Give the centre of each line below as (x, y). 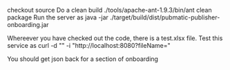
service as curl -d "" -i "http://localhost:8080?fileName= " (89, 45)
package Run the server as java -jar (58, 17)
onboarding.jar (28, 25)
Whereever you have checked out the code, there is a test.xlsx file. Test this (115, 38)
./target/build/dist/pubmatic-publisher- (165, 17)
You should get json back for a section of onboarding (83, 59)
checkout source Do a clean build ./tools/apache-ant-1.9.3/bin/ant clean (109, 10)
